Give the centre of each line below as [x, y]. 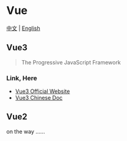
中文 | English [24, 28]
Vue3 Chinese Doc [39, 98]
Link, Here [22, 78]
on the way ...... [26, 131]
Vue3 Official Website [42, 91]
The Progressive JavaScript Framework [71, 62]
